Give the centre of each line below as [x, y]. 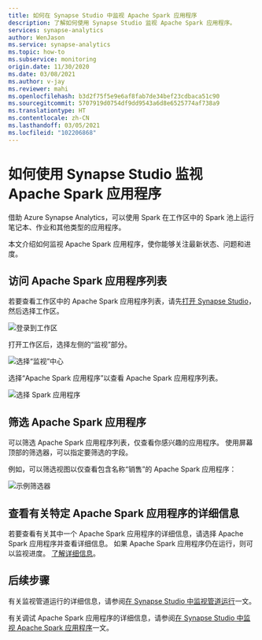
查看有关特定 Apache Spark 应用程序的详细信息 [124, 513]
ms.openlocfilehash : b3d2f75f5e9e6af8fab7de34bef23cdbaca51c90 [114, 96]
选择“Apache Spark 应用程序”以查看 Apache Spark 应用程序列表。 [115, 378]
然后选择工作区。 [36, 311]
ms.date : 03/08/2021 [42, 74]
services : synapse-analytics [56, 30]
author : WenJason [37, 37]
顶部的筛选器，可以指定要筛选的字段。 [70, 452]
